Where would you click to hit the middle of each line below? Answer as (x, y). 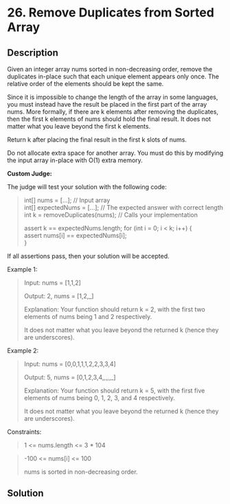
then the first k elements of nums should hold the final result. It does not (109, 119)
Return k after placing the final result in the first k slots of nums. (97, 140)
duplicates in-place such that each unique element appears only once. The (113, 76)
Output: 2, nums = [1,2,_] (59, 296)
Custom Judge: (30, 174)
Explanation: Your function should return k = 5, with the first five (114, 391)
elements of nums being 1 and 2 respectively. (88, 317)
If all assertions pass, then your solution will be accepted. (88, 256)
